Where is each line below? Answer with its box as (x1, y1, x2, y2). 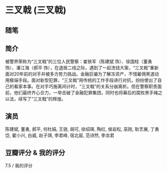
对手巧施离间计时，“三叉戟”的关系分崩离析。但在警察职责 (39, 83, 158, 90)
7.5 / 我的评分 (5, 163, 33, 169)
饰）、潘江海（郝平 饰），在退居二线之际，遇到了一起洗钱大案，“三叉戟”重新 (5, 65, 159, 71)
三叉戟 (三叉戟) (5, 4, 66, 16)
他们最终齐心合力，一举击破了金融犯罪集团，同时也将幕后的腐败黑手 (13, 90, 154, 96)
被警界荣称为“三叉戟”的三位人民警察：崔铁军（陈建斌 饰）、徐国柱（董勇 (5, 58, 153, 65)
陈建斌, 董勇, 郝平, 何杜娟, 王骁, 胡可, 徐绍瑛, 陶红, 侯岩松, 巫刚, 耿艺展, (5, 126, 150, 132)
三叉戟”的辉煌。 (33, 96, 66, 102)
